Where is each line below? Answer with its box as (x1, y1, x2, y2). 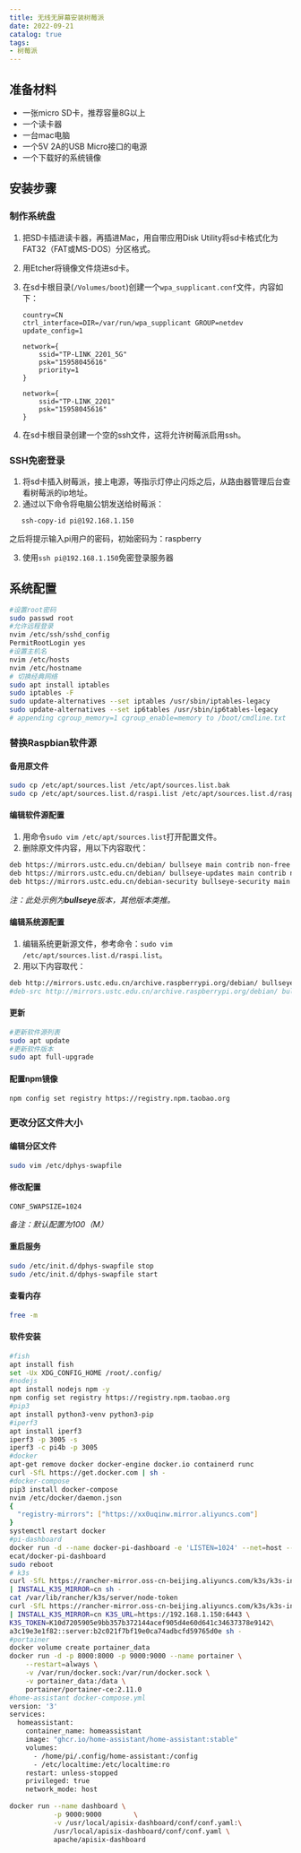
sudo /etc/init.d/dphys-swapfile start (9, 1269, 159, 1278)
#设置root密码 (9, 605, 56, 614)
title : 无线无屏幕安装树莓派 (9, 13, 105, 22)
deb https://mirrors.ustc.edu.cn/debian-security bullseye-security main (9, 877, 291, 886)
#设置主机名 (9, 647, 47, 656)
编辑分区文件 (9, 1140, 56, 1151)
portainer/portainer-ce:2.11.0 (25, 1684, 142, 1694)
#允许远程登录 (9, 622, 54, 631)
